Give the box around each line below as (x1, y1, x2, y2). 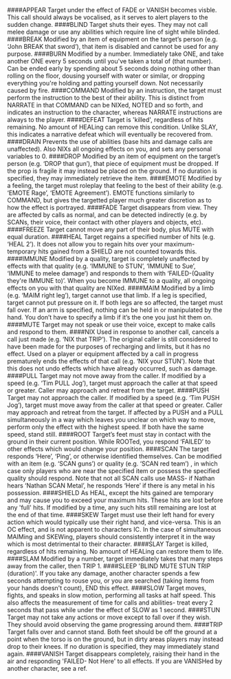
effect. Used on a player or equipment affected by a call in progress (7, 350, 199, 357)
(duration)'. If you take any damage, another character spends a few (7, 570, 200, 577)
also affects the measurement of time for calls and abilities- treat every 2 (7, 598, 213, 607)
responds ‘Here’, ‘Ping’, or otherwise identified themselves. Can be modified (7, 452, 222, 460)
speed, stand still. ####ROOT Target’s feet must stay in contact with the (7, 430, 211, 438)
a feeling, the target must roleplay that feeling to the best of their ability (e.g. (7, 182, 223, 189)
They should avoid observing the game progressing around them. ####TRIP (7, 620, 223, 629)
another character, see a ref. (7, 665, 88, 672)
